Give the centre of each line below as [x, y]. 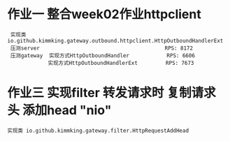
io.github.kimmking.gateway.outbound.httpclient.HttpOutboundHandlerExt [115, 40]
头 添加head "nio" [59, 111]
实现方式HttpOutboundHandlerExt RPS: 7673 [121, 63]
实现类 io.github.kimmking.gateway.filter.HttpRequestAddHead [98, 131]
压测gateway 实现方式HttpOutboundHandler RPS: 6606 [103, 55]
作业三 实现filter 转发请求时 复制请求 [112, 93]
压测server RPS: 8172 [102, 48]
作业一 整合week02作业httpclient [104, 14]
